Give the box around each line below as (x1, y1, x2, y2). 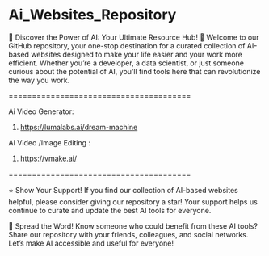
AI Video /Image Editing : (8, 137, 91, 147)
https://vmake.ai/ (19, 153, 78, 163)
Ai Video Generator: (8, 107, 74, 116)
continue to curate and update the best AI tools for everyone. (8, 205, 212, 215)
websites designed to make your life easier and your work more (31, 49, 242, 59)
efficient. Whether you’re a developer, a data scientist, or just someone (8, 58, 245, 68)
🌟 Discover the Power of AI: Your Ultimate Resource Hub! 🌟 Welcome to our (8, 32, 260, 42)
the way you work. (8, 75, 70, 85)
